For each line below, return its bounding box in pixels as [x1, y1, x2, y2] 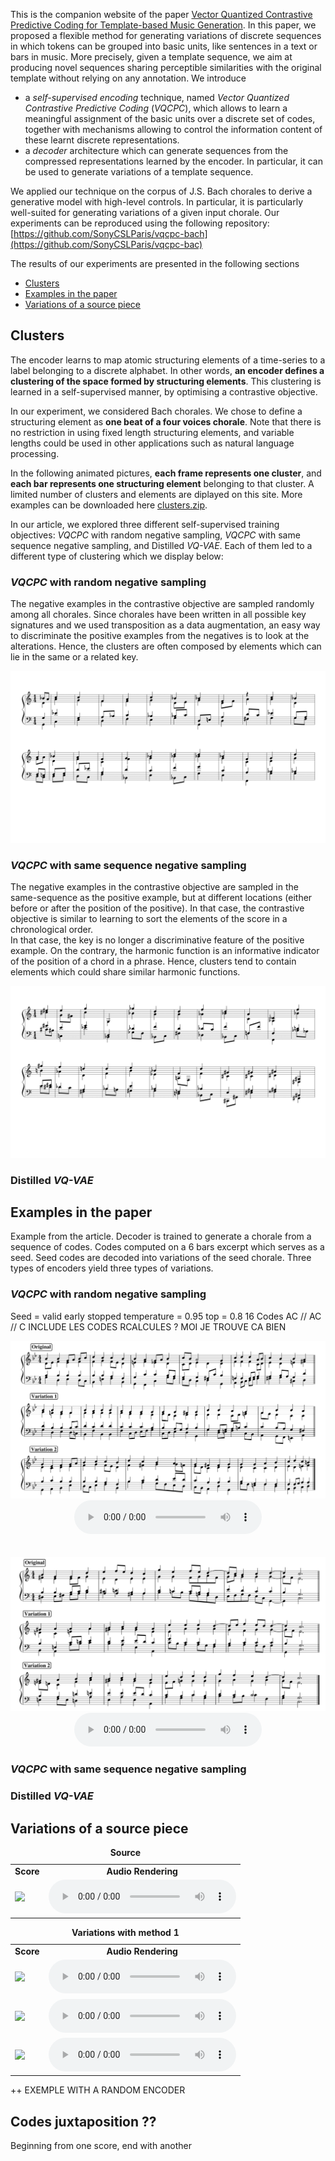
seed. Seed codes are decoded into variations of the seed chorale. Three [10, 1252, 312, 1264]
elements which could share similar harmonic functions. [10, 966, 241, 978]
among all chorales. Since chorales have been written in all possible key [10, 609, 307, 621]
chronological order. [10, 924, 94, 936]
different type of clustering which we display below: [10, 550, 224, 562]
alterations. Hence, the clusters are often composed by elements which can [10, 640, 322, 653]
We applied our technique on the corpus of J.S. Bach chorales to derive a [10, 185, 313, 197]
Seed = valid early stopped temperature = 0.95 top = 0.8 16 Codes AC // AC [10, 1310, 322, 1322]
